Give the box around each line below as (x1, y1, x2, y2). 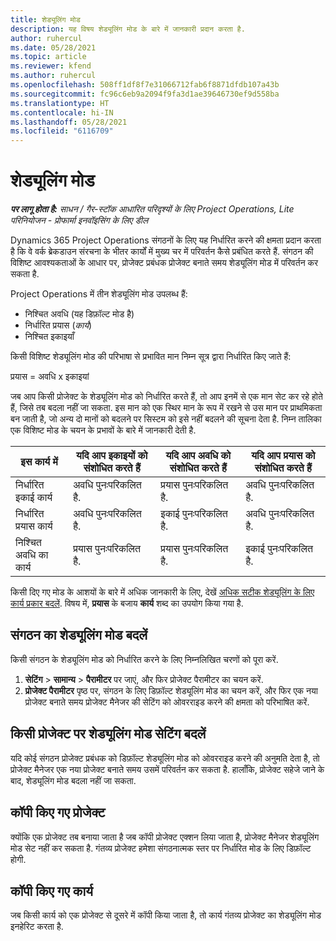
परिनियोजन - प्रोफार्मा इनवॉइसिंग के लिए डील (10, 214, 149, 226)
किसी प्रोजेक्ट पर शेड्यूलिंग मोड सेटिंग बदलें (10, 726, 207, 743)
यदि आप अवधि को (165, 449, 232, 463)
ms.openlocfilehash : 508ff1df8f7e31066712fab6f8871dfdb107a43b (10, 80, 280, 90)
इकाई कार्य (15, 491, 53, 505)
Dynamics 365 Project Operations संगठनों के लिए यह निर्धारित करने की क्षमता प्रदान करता (10, 234, 322, 246)
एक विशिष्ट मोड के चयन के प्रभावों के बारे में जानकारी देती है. (10, 424, 197, 436)
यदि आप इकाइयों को (76, 449, 148, 463)
